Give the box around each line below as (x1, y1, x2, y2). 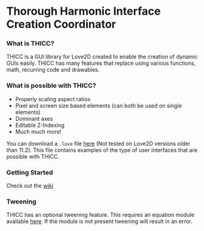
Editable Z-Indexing (15, 121, 65, 129)
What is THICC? (6, 39, 55, 48)
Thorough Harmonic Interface (6, 4, 161, 18)
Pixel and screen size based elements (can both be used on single (15, 102, 182, 109)
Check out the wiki (6, 182, 54, 189)
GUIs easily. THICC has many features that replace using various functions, (6, 59, 196, 67)
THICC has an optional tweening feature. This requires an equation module (6, 211, 195, 219)
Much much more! (15, 127, 62, 135)
